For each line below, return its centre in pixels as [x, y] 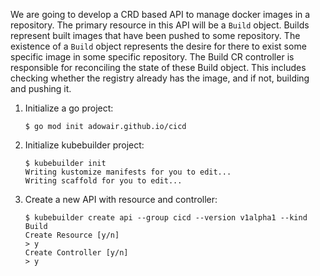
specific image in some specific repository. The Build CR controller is [152, 57]
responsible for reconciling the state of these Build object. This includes [158, 67]
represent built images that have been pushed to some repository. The [155, 35]
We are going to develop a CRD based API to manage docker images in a [160, 14]
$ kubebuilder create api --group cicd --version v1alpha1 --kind [166, 218]
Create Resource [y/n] [72, 235]
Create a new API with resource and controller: [121, 199]
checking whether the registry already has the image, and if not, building [160, 78]
